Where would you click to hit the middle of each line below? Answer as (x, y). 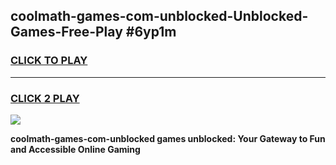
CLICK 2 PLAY (45, 98)
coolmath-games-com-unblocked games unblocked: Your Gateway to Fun (168, 138)
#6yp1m (151, 32)
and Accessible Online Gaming (75, 149)
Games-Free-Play (66, 32)
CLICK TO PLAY (49, 61)
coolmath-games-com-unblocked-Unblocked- (159, 16)
